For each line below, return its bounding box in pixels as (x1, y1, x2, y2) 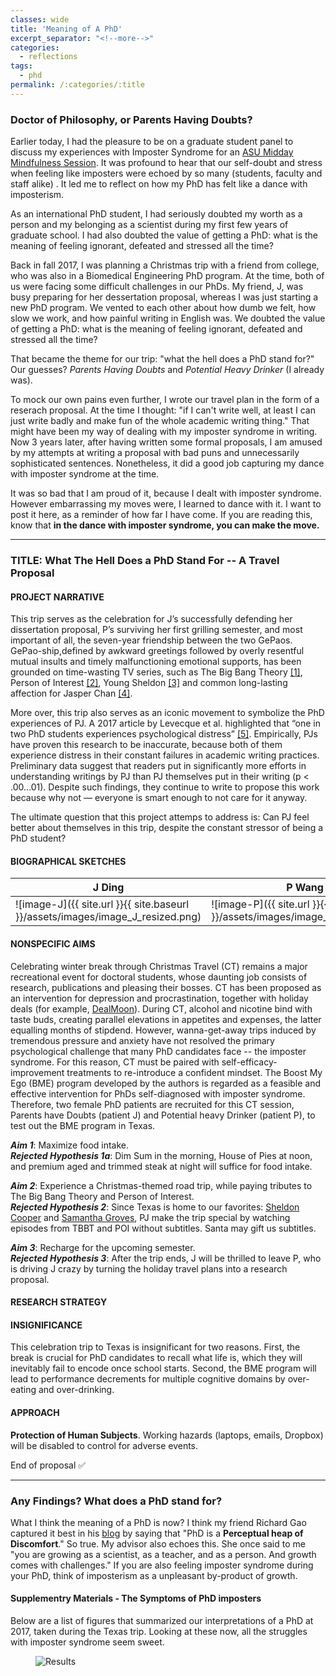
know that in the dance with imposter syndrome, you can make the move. (10, 519, 320, 531)
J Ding (92, 881, 125, 895)
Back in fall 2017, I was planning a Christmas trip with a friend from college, (10, 259, 320, 271)
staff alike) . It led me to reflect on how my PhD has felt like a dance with (10, 178, 308, 190)
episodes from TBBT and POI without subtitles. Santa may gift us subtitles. (10, 1222, 317, 1234)
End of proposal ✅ (10, 1459, 87, 1471)
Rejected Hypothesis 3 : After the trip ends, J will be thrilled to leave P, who (10, 1252, 322, 1264)
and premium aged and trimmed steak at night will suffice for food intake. (10, 1160, 313, 1172)
